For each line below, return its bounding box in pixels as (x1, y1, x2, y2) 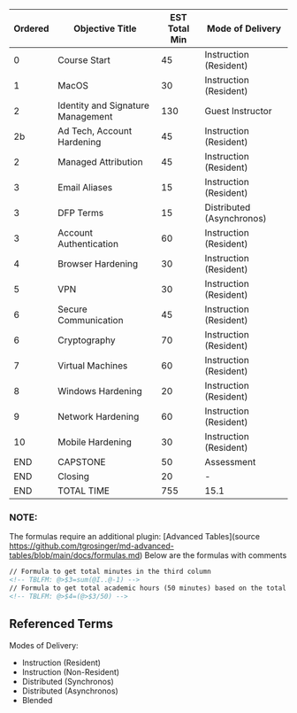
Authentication (57, 238, 119, 250)
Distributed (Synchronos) (21, 676, 115, 686)
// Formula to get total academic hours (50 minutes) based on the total (9, 584, 287, 593)
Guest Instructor (204, 105, 272, 117)
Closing (57, 470, 90, 482)
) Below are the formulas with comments (139, 550, 287, 561)
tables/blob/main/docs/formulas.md (9, 550, 140, 561)
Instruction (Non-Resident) (21, 666, 120, 677)
